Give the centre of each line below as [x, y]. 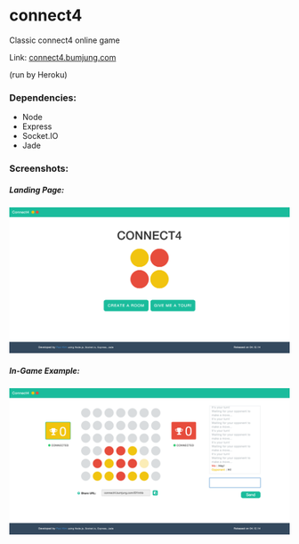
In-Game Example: [44, 371]
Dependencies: [43, 97]
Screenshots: [39, 168]
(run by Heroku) [39, 74]
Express [37, 126]
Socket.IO [40, 136]
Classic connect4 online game [65, 40]
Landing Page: [37, 190]
